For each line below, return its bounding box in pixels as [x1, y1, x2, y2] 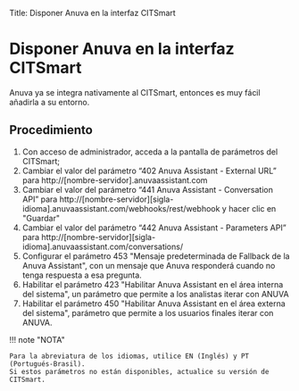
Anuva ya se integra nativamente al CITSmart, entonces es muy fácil [9, 87, 261, 97]
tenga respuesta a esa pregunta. [21, 270, 143, 280]
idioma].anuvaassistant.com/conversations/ [21, 241, 184, 252]
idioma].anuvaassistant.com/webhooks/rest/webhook [21, 203, 220, 213]
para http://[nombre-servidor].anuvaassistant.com [21, 174, 208, 186]
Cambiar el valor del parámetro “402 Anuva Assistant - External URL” [21, 165, 277, 176]
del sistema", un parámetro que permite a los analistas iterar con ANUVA [21, 288, 289, 299]
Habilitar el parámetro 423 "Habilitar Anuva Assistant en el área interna [21, 279, 284, 289]
